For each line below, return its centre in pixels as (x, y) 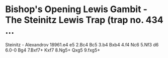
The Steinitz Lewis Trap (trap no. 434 (84, 20)
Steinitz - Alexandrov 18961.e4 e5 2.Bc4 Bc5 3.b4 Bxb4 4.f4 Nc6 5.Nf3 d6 (82, 44)
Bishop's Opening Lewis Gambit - (76, 9)
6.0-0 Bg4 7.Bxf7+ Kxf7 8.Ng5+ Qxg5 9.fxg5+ (53, 50)
